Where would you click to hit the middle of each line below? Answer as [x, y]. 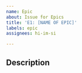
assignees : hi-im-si [31, 34]
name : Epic [19, 11]
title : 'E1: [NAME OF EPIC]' [42, 22]
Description [28, 62]
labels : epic [22, 28]
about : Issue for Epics [35, 17]
